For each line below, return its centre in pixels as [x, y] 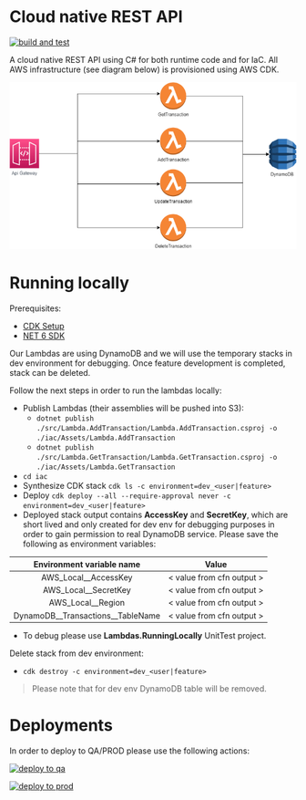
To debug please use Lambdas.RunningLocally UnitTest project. [144, 636]
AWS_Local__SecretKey [87, 590]
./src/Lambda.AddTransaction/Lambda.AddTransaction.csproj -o [157, 429]
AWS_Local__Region [87, 603]
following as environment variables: [89, 544]
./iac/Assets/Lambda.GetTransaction [106, 467]
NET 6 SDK [44, 336]
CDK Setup [44, 327]
